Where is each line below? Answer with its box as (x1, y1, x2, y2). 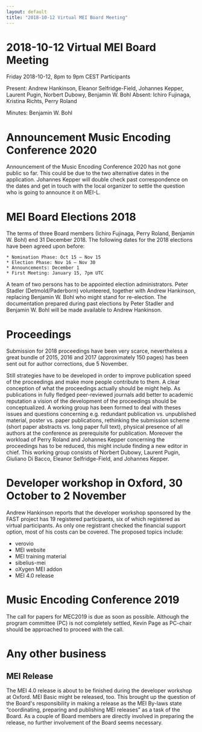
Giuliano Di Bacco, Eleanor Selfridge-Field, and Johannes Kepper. (6, 455, 169, 462)
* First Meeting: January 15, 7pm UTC (6, 270, 104, 276)
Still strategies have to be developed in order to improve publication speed (6, 372, 191, 379)
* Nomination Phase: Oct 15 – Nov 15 (6, 254, 101, 260)
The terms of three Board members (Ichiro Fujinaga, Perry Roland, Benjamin (6, 230, 195, 237)
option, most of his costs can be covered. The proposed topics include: (6, 528, 184, 535)
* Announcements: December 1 (6, 265, 80, 271)
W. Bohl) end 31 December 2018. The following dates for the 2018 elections (6, 236, 193, 244)
